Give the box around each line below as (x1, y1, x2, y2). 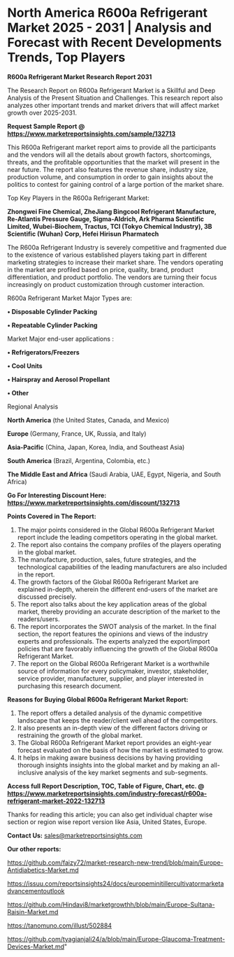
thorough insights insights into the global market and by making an (17, 760, 210, 769)
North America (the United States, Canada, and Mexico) (7, 416, 170, 424)
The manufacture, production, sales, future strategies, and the (17, 555, 197, 564)
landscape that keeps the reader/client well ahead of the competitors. (17, 716, 218, 725)
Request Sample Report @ (7, 122, 85, 130)
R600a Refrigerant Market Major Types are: (7, 294, 133, 302)
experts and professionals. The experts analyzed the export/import (17, 637, 210, 645)
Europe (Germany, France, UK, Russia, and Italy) (7, 429, 147, 438)
